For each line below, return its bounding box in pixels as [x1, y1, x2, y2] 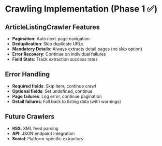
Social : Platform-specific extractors [12, 135, 84, 141]
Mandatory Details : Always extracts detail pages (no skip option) [12, 46, 143, 52]
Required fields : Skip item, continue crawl [12, 83, 96, 89]
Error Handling [5, 70, 50, 78]
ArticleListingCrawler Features [5, 23, 100, 31]
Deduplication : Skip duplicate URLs [12, 41, 84, 46]
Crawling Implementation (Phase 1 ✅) [5, 3, 158, 15]
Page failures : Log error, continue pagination [12, 93, 102, 99]
